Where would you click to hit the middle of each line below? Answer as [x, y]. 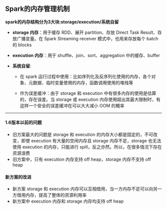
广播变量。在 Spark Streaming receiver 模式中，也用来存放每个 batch [87, 38]
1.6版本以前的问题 [24, 123]
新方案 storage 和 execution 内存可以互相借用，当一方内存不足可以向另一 [87, 189]
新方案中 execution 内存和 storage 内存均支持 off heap [68, 201]
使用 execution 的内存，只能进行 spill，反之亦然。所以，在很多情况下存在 [87, 147]
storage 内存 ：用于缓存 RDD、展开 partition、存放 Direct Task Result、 [85, 32]
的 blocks [22, 45]
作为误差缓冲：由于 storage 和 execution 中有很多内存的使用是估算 [88, 93]
